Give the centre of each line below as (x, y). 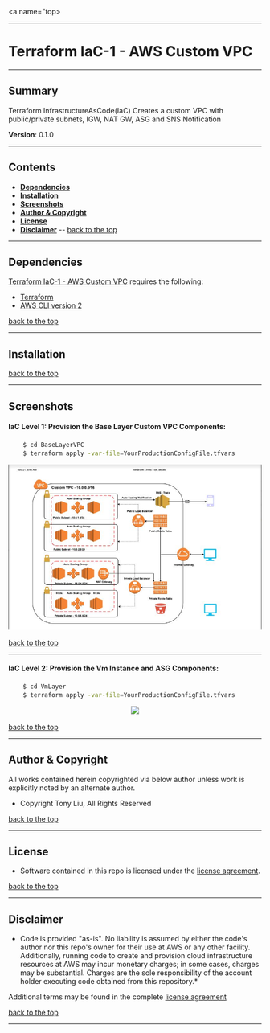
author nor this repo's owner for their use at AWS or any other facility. (135, 947)
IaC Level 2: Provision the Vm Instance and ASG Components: (114, 668)
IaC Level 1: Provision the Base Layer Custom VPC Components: (117, 427)
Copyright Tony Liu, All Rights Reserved (86, 803)
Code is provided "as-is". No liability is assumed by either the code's (133, 939)
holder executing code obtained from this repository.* (109, 982)
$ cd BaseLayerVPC (53, 445)
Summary (33, 91)
